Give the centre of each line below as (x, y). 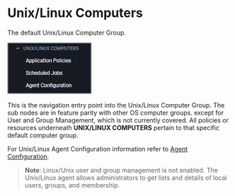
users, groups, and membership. (72, 185)
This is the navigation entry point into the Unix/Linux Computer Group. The (116, 105)
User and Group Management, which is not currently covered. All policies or (118, 120)
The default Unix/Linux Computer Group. (67, 33)
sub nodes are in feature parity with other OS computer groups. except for (116, 113)
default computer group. (43, 135)
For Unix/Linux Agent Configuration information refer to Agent (98, 149)
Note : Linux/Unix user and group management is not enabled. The (121, 170)
